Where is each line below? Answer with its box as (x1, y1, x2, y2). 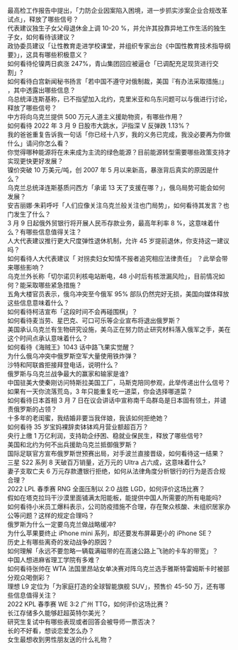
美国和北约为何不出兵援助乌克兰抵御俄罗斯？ (7, 440, 138, 449)
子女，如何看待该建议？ (7, 33, 76, 41)
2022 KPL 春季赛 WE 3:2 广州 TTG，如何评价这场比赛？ (7, 600, 170, 608)
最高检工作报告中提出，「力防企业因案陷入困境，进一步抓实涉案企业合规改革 (7, 6, 228, 14)
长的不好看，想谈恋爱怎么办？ (7, 627, 94, 634)
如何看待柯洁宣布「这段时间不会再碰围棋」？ (7, 308, 138, 315)
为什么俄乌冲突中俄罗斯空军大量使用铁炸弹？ (7, 352, 138, 360)
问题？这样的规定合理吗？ (19, 511, 94, 520)
